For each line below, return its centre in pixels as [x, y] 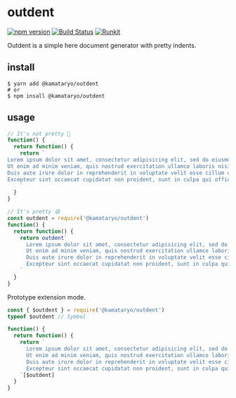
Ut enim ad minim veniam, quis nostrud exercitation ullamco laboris [111, 166]
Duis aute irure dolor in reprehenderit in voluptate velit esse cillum [116, 173]
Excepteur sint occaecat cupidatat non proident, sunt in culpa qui [110, 179]
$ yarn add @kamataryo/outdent [53, 84]
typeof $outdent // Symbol [47, 316]
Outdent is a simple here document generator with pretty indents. [102, 45]
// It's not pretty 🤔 [39, 134]
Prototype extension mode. [47, 297]
